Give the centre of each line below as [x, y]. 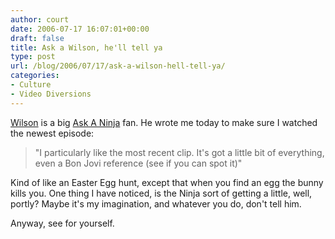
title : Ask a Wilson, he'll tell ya [86, 47]
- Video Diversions [51, 94]
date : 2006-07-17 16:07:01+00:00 [80, 29]
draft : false [37, 38]
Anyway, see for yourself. [62, 223]
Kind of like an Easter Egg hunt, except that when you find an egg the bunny [167, 182]
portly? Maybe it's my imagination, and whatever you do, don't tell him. [156, 203]
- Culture [31, 85]
